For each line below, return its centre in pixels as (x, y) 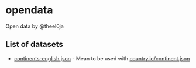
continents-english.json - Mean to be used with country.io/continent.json (102, 58)
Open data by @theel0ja (35, 26)
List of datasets (35, 44)
